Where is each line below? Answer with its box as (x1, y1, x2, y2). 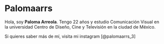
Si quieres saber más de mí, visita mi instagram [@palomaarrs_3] (4, 33, 136, 39)
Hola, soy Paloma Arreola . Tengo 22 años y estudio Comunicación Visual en (4, 19, 160, 25)
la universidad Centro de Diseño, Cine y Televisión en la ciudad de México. (4, 24, 156, 29)
